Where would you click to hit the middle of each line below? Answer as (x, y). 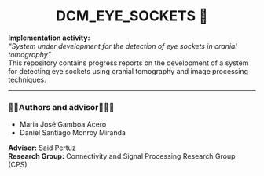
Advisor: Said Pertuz (42, 148)
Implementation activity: (49, 38)
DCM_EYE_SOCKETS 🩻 (132, 16)
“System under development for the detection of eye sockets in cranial (123, 46)
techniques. (27, 79)
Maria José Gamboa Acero (63, 124)
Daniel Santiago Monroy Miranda (72, 133)
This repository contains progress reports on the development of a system (128, 63)
